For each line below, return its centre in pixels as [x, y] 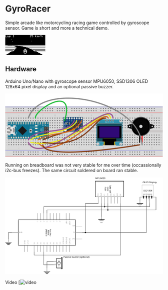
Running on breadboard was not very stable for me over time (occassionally [83, 165]
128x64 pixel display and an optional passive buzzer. [59, 86]
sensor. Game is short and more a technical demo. [57, 28]
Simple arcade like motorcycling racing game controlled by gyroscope [77, 23]
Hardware [21, 69]
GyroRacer [28, 9]
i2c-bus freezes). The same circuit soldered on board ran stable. [72, 171]
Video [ [13, 282]
